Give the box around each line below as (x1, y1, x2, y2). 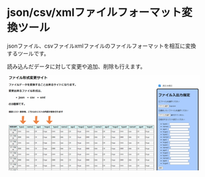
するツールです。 (7, 49, 50, 57)
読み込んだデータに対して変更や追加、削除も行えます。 (7, 62, 146, 70)
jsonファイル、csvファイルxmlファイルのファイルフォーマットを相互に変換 (7, 42, 196, 49)
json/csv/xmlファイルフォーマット (7, 5, 182, 20)
